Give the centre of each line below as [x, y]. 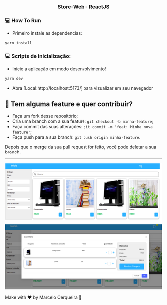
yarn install [19, 43]
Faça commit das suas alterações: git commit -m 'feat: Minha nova [82, 127]
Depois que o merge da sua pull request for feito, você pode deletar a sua [81, 147]
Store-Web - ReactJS [83, 7]
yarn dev [14, 79]
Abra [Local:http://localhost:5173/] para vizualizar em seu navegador [83, 88]
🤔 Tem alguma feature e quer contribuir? [69, 104]
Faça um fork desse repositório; [45, 116]
